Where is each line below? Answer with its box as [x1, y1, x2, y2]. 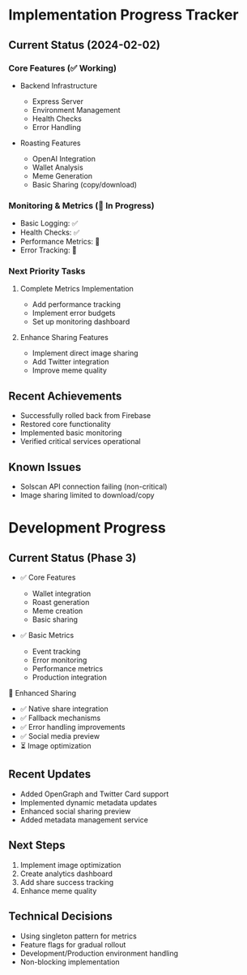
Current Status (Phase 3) [8, 550, 137, 565]
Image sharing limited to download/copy [19, 490, 155, 500]
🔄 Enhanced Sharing [8, 688, 77, 698]
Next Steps [8, 839, 66, 852]
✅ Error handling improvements [19, 723, 126, 732]
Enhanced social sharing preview [19, 806, 131, 816]
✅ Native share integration [19, 704, 109, 714]
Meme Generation [32, 170, 93, 180]
